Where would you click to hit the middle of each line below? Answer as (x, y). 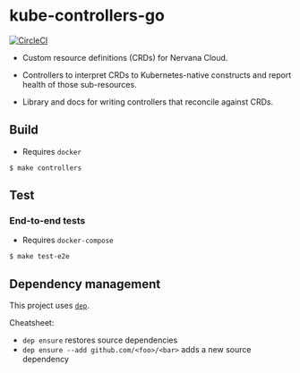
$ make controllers (46, 168)
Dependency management (85, 284)
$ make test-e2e (39, 257)
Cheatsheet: (32, 323)
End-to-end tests (47, 221)
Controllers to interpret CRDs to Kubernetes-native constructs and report (157, 75)
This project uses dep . (49, 306)
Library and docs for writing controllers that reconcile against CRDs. (148, 102)
